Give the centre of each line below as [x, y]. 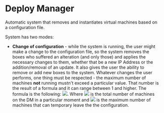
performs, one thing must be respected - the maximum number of [79, 78]
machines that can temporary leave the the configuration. [70, 105]
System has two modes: [30, 37]
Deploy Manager [40, 9]
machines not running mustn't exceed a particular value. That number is [85, 83]
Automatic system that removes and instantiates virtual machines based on [81, 22]
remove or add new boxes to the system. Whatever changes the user [82, 72]
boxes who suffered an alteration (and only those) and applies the [79, 56]
